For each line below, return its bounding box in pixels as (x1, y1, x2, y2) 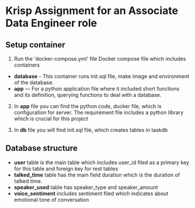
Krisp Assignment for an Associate (5, 4, 179, 18)
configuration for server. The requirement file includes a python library (13, 109, 184, 116)
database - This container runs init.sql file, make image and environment (13, 73, 190, 79)
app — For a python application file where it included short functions (13, 85, 180, 92)
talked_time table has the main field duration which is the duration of (13, 171, 180, 178)
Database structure (5, 143, 78, 153)
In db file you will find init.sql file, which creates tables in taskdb (13, 127, 168, 133)
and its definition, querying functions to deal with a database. (13, 92, 162, 98)
